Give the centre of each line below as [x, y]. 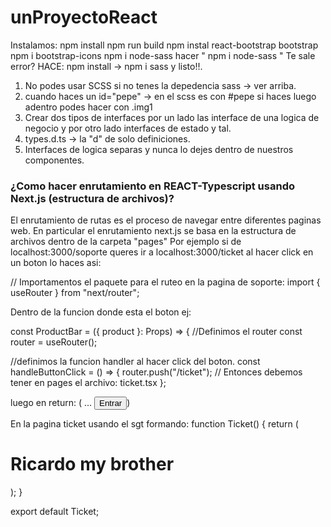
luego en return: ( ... [51, 403]
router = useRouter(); [54, 342]
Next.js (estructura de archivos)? [92, 198]
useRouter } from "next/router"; [75, 293]
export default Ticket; [55, 512]
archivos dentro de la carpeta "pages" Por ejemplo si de [126, 242]
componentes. [54, 160]
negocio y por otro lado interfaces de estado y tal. [128, 128]
